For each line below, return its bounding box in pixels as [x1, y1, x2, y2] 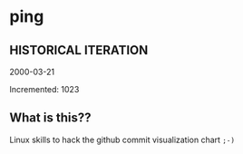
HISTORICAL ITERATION [9, 43, 149, 58]
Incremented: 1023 [9, 84, 80, 94]
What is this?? [9, 111, 92, 126]
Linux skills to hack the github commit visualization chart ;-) [9, 134, 236, 145]
